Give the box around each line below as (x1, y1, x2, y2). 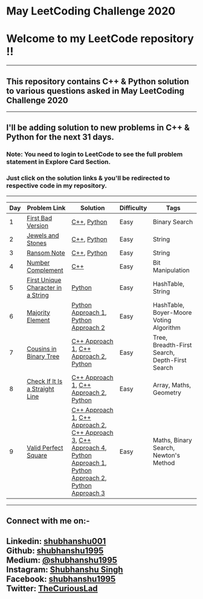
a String (27, 291, 50, 299)
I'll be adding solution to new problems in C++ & (6, 123, 190, 133)
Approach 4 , (71, 443, 107, 452)
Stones (27, 239, 47, 247)
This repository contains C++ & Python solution (6, 76, 189, 86)
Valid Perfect (27, 443, 63, 452)
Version (27, 221, 49, 230)
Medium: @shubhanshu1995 (6, 555, 118, 566)
